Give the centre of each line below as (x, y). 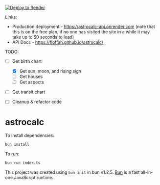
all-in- (147, 172)
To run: (12, 154)
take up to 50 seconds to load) (43, 37)
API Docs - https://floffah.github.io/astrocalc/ (58, 42)
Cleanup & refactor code (37, 102)
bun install (17, 145)
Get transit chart (29, 92)
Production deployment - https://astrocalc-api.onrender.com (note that (83, 26)
